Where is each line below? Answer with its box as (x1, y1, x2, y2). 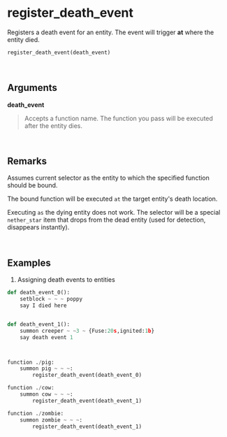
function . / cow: (7, 385, 54, 392)
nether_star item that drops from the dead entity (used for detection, (7, 215, 206, 224)
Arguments (7, 82, 58, 94)
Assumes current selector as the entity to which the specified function (7, 173, 210, 182)
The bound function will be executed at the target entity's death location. (7, 194, 218, 203)
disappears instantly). (7, 223, 70, 231)
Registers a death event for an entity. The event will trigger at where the (7, 28, 214, 36)
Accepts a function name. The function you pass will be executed (24, 114, 213, 122)
